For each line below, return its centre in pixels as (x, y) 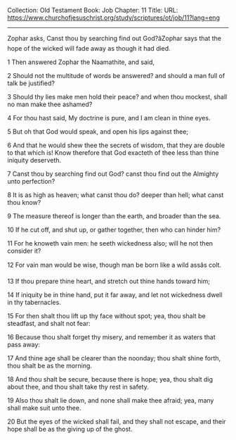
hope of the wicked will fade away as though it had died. (89, 48)
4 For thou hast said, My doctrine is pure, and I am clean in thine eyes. (109, 118)
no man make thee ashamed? (50, 104)
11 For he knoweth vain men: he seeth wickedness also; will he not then (110, 243)
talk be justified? (31, 83)
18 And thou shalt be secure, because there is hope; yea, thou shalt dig (110, 379)
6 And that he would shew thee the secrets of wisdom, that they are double (116, 145)
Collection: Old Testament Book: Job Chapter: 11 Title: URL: (93, 10)
